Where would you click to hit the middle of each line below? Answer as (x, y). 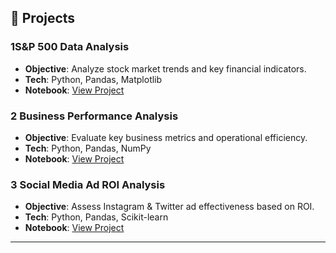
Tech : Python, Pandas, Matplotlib (93, 79)
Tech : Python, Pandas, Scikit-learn (96, 217)
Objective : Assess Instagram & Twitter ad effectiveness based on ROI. (169, 207)
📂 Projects (43, 18)
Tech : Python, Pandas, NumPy (88, 148)
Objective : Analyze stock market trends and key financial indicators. (165, 68)
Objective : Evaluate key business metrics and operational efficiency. (166, 137)
